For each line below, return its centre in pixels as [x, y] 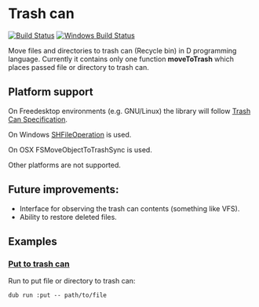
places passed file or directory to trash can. [78, 67]
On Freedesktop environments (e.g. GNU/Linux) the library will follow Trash [129, 111]
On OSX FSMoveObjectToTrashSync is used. [80, 149]
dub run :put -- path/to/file [58, 295]
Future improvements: [64, 190]
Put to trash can [39, 264]
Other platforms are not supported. [65, 165]
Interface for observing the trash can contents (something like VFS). [129, 208]
